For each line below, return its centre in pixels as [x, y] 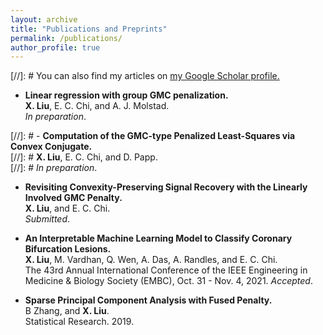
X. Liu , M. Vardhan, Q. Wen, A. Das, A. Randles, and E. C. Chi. [151, 260]
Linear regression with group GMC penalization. [126, 95]
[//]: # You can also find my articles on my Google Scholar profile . [145, 76]
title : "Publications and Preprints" [89, 29]
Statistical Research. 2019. [79, 322]
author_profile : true [55, 47]
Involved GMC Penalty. [73, 198]
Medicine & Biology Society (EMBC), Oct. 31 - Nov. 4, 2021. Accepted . [168, 281]
